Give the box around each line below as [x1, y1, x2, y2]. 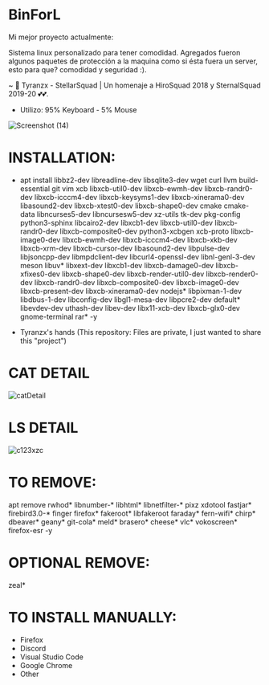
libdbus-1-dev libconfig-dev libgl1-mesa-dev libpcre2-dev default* [19, 295, 241, 304]
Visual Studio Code [19, 652, 84, 662]
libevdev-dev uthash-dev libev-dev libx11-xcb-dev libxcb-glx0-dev [19, 303, 241, 312]
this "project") [19, 336, 67, 345]
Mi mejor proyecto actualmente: [8, 32, 114, 42]
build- [238, 175, 259, 185]
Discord [19, 643, 47, 653]
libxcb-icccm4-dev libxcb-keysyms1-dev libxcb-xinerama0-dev [35, 192, 245, 202]
